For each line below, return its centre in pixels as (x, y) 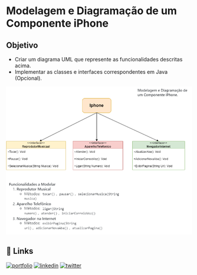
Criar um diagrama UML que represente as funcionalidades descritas (98, 59)
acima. (23, 66)
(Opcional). (28, 78)
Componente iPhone (58, 23)
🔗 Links (20, 251)
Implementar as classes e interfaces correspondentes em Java (91, 72)
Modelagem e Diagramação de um (91, 11)
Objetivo (22, 45)
